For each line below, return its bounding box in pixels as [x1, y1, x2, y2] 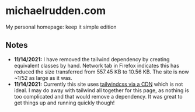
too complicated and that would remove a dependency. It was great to [13, 93, 183, 100]
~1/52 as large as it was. [13, 74, 72, 81]
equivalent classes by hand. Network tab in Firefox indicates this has [13, 62, 179, 69]
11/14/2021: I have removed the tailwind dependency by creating [13, 55, 170, 62]
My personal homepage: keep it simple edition [5, 23, 117, 30]
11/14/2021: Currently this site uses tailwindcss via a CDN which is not [13, 80, 183, 87]
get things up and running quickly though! [13, 99, 115, 106]
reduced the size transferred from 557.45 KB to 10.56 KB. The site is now [13, 68, 189, 75]
